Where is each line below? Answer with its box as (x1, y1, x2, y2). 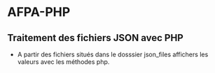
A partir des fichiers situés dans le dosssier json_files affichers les (17, 50, 209, 58)
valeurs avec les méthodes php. (17, 58, 110, 66)
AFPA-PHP (7, 4, 71, 20)
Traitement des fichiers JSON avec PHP (7, 32, 183, 44)
